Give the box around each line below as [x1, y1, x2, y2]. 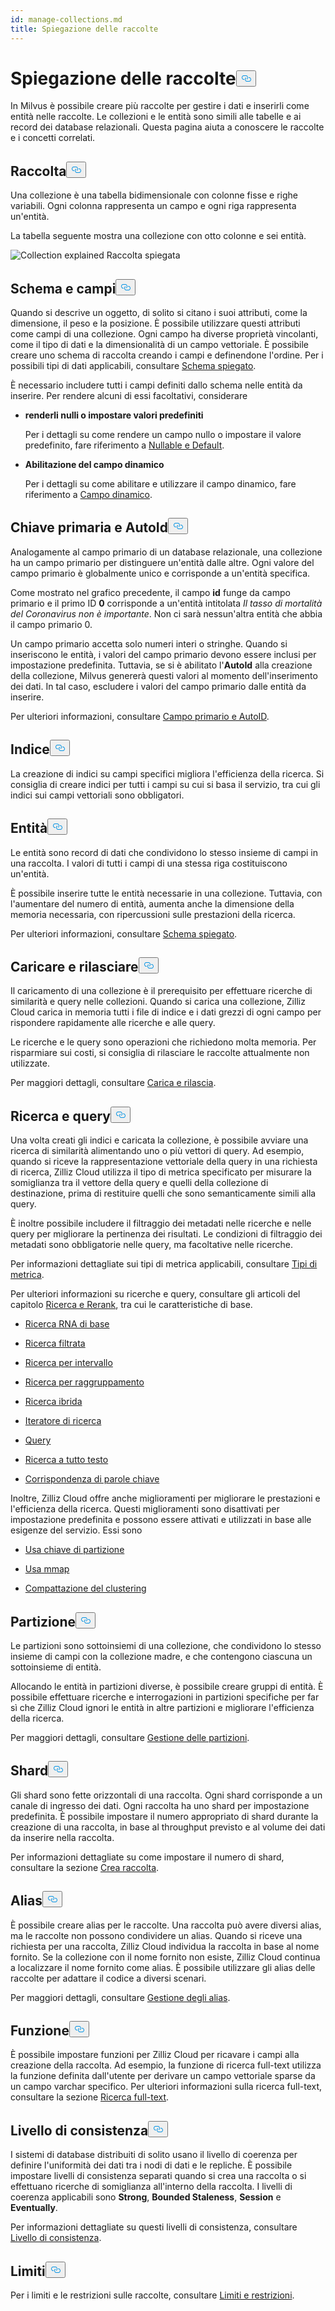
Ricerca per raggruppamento [24, 1376, 145, 1388]
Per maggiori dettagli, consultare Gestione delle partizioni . [10, 1731, 250, 1743]
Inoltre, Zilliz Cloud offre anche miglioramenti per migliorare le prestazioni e [10, 1492, 321, 1505]
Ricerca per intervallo [24, 1357, 113, 1369]
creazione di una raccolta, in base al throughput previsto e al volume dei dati [10, 1821, 326, 1833]
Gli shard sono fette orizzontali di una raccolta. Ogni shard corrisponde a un [10, 1789, 323, 1801]
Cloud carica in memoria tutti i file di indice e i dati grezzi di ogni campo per [10, 1006, 322, 1018]
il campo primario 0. [10, 618, 93, 630]
